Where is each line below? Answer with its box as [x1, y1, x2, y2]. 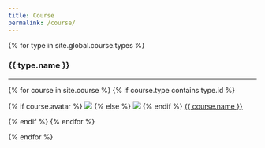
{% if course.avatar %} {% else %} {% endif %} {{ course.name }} [8, 102, 243, 111]
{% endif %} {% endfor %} [8, 117, 95, 126]
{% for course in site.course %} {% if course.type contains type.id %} [8, 85, 235, 94]
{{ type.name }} [8, 60, 70, 71]
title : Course [8, 11, 55, 20]
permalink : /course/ [8, 19, 77, 27]
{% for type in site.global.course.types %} [8, 40, 145, 50]
